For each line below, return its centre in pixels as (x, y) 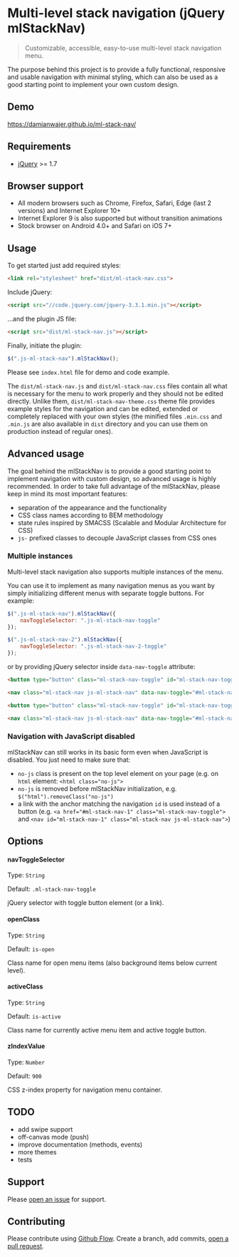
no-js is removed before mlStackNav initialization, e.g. (97, 788)
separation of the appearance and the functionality (92, 507)
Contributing (36, 1222)
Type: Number (26, 1062)
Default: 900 (25, 1076)
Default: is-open (31, 948)
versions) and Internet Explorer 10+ (69, 211)
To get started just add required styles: (64, 266)
